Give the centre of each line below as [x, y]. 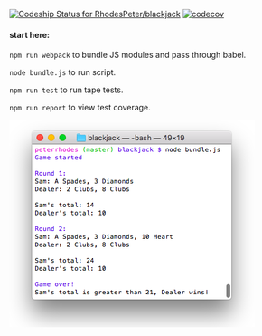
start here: [30, 34]
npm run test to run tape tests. [66, 90]
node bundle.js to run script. [63, 72]
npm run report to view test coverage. [80, 108]
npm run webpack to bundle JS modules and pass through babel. [128, 55]
